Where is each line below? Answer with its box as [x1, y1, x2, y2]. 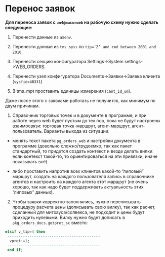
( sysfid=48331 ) [12, 78, 42, 84]
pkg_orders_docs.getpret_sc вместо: [12, 220, 88, 225]
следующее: [5, 24, 33, 30]
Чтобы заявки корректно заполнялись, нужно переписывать [12, 198, 141, 205]
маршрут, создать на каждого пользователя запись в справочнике [12, 173, 155, 179]
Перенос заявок [5, 3, 76, 14]
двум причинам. [5, 103, 40, 109]
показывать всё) [12, 158, 48, 164]
